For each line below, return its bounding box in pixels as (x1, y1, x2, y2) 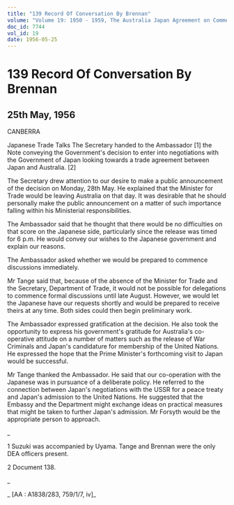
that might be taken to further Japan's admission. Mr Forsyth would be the (7, 408, 221, 416)
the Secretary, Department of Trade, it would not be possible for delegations (7, 284, 226, 293)
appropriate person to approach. (7, 415, 101, 423)
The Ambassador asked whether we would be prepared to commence (7, 256, 208, 264)
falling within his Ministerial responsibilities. (7, 207, 132, 215)
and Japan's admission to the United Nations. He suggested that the (7, 393, 203, 402)
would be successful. (7, 357, 68, 365)
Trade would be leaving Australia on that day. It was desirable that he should (7, 191, 226, 200)
